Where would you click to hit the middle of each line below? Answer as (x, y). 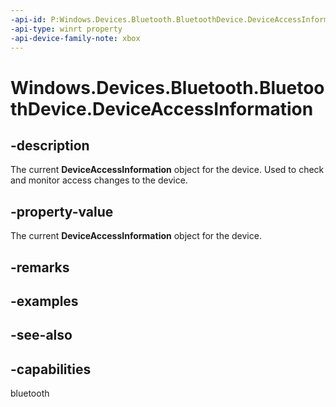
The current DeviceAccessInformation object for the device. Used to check (167, 170)
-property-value (62, 211)
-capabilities (51, 369)
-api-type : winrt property (66, 29)
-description (50, 145)
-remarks (40, 267)
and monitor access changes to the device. (99, 180)
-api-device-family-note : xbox (75, 38)
